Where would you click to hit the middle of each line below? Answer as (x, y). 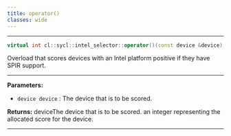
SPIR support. (26, 65)
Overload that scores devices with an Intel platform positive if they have (109, 58)
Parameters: (25, 85)
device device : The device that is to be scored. (85, 99)
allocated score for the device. (51, 119)
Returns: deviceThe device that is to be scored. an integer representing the (114, 112)
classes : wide (27, 20)
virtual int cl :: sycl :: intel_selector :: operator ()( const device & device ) (115, 45)
